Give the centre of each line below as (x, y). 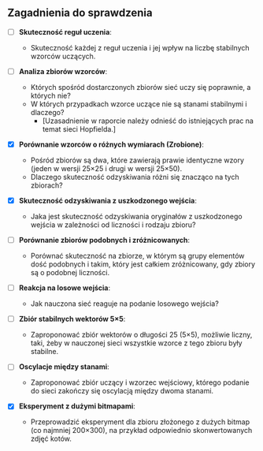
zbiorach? (47, 185)
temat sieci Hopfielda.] (79, 129)
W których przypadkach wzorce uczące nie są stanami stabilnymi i (139, 104)
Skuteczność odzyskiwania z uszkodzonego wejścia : (108, 201)
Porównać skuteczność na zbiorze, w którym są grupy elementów (137, 256)
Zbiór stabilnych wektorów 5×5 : (72, 319)
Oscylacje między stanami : (64, 367)
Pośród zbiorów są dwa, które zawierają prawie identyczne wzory (137, 160)
